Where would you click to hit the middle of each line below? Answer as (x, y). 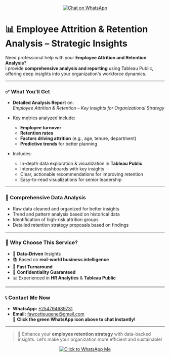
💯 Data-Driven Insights (37, 254)
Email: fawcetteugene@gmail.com (48, 314)
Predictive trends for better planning (59, 144)
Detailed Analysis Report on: (43, 103)
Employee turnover (41, 128)
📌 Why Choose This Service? (42, 242)
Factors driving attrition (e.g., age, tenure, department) (78, 138)
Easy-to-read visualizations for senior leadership (71, 180)
